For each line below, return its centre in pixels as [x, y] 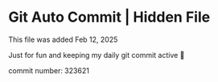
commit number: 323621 [49, 70]
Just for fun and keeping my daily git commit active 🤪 [97, 55]
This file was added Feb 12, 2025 [63, 39]
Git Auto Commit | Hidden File [109, 17]
